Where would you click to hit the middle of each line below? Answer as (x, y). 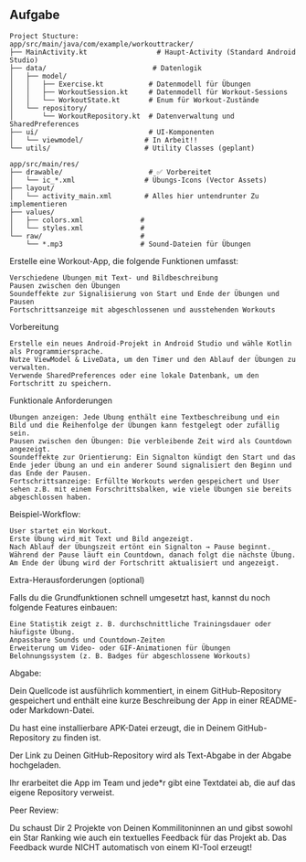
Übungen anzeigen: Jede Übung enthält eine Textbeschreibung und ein (145, 417)
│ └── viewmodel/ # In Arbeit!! (104, 140)
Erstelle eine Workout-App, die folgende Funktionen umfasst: (124, 261)
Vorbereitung (34, 326)
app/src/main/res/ (44, 164)
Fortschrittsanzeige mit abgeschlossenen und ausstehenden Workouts (142, 310)
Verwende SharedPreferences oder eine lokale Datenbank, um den (134, 375)
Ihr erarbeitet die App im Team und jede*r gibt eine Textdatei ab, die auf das (153, 782)
